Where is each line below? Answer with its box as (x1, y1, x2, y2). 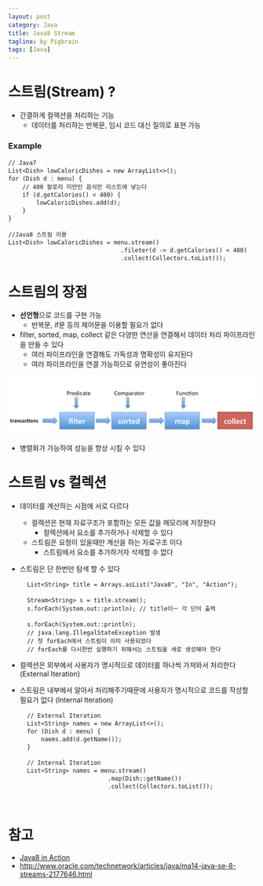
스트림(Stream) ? (8, 83, 116, 101)
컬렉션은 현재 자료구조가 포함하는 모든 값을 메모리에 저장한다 (31, 518, 216, 528)
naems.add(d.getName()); (40, 735, 122, 744)
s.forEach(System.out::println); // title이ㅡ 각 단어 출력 (27, 605, 216, 613)
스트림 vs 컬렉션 (8, 474, 108, 492)
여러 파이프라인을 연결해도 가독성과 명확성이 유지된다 (31, 350, 194, 359)
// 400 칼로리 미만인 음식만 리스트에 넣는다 (22, 183, 148, 192)
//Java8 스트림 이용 (8, 231, 68, 239)
